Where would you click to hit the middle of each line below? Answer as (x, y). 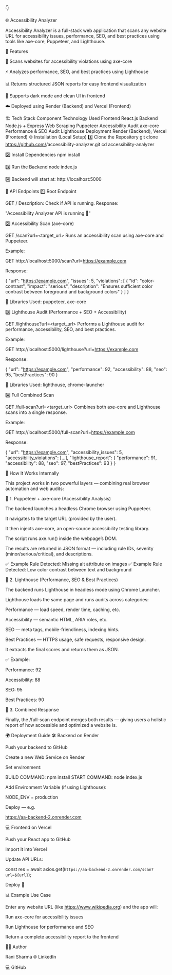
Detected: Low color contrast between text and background (69, 570)
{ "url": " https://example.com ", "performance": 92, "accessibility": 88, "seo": (86, 369)
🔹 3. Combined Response (32, 710)
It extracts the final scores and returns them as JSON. (62, 649)
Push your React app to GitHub (38, 839)
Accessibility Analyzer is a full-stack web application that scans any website (86, 30)
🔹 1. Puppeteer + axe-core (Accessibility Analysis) (58, 499)
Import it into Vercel (26, 849)
